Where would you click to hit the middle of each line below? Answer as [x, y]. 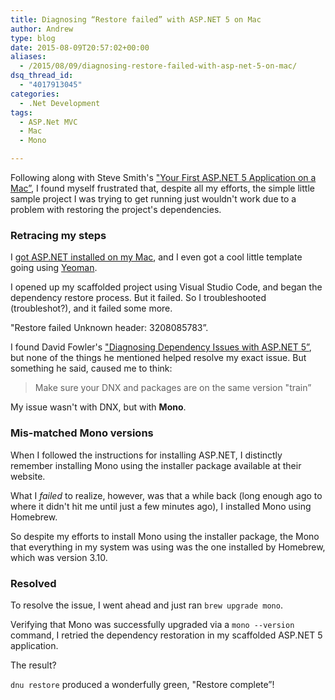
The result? [33, 665]
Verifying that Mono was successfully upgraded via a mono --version [152, 624]
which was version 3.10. [59, 557]
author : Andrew [42, 29]
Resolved [33, 583]
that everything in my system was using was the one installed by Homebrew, [168, 547]
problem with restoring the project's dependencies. [116, 209]
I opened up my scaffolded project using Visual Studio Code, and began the [166, 287]
